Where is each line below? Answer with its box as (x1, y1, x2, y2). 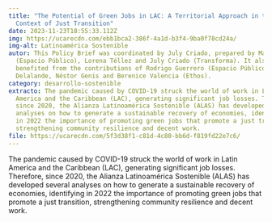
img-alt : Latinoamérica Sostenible (8, 42, 129, 50)
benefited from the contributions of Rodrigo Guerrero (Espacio (15, 65, 237, 73)
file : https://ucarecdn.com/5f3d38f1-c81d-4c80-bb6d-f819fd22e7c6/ (8, 132, 241, 140)
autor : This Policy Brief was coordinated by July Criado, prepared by (8, 49, 255, 57)
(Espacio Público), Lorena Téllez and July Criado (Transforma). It (15, 57, 252, 65)
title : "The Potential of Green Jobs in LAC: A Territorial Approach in (8, 11, 259, 20)
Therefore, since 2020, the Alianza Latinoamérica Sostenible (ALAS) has (8, 171, 250, 181)
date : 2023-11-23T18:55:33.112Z (8, 27, 117, 35)
